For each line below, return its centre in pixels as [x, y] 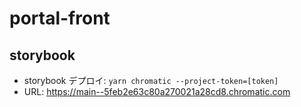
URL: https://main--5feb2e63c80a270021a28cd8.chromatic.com [157, 91]
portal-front [60, 18]
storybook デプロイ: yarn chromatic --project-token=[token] [151, 80]
